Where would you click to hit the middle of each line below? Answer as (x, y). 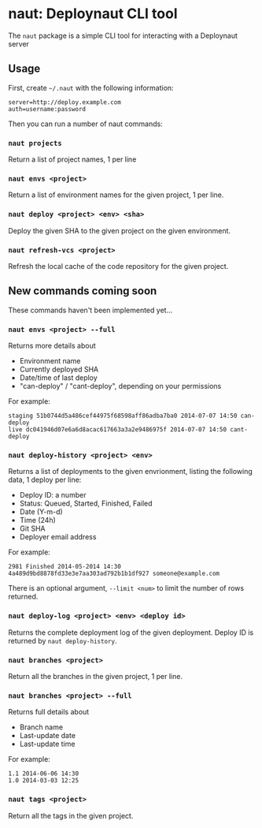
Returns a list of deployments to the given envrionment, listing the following (131, 472)
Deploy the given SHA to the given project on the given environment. (119, 230)
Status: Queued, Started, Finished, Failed (86, 504)
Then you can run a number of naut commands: (85, 124)
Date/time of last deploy (59, 378)
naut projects (35, 143)
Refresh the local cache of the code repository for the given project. (118, 266)
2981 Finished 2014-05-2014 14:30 (65, 567)
